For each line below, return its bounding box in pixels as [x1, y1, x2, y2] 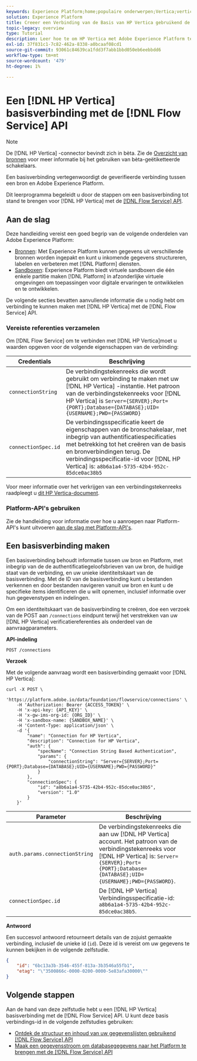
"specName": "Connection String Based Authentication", [37, 748, 177, 754]
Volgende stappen [6, 990, 75, 1000]
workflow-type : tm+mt [6, 52, 59, 58]
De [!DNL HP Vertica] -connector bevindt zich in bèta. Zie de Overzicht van [6, 149, 188, 157]
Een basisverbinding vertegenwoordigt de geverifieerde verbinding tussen [6, 174, 186, 181]
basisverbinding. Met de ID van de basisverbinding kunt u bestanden [6, 575, 173, 583]
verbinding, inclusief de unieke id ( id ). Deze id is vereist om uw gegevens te [6, 940, 190, 947]
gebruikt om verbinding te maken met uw [66, 375, 179, 383]
